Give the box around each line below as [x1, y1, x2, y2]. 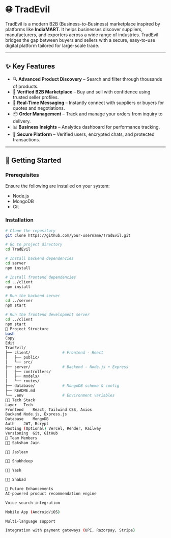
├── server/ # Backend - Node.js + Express [5, 364, 129, 370]
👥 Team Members [5, 435, 38, 441]
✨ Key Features [5, 62, 55, 71]
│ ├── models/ [5, 374, 40, 379]
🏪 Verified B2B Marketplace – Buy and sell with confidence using [12, 88, 151, 95]
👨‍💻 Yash [5, 468, 22, 473]
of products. [12, 83, 39, 89]
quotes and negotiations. [12, 105, 65, 111]
